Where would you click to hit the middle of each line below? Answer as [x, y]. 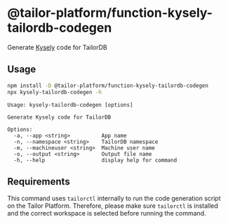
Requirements [39, 182]
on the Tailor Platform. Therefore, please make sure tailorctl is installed [113, 206]
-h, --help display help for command [95, 160]
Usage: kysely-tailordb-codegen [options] [70, 105]
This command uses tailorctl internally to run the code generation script [114, 199]
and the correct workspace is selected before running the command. [107, 213]
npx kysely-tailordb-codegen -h [54, 92]
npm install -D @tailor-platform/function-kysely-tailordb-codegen [108, 86]
